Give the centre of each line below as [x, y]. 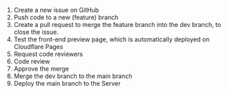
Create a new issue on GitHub [56, 10]
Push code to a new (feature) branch [66, 17]
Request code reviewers [48, 54]
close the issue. [36, 32]
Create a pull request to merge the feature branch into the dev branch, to [117, 25]
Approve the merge [41, 69]
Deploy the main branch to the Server [67, 83]
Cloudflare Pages [38, 47]
